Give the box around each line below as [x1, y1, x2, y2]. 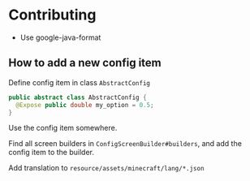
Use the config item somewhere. [8, 123, 118, 133]
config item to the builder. [8, 148, 95, 157]
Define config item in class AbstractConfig [8, 77, 150, 87]
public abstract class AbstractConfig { [8, 93, 148, 101]
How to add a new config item [8, 56, 162, 70]
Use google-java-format [19, 32, 101, 42]
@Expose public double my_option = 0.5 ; [15, 101, 154, 109]
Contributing [8, 6, 97, 24]
